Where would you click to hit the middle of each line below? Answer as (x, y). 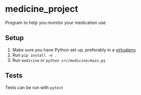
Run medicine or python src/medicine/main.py (59, 60)
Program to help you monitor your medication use (55, 23)
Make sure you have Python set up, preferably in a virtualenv (74, 49)
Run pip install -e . (35, 55)
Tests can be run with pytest (34, 87)
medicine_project (42, 9)
